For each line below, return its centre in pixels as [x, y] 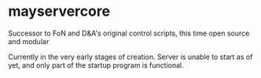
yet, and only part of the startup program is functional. [96, 65]
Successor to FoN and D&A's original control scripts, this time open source [129, 33]
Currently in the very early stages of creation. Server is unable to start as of [130, 57]
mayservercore [59, 11]
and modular [29, 41]
